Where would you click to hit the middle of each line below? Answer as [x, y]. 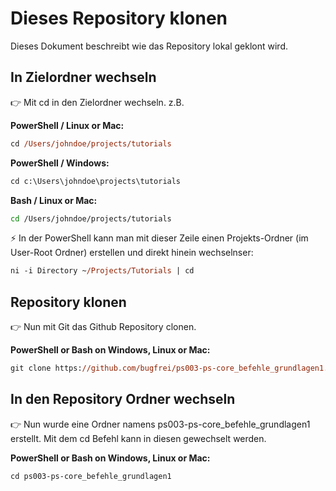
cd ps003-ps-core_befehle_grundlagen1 [91, 476]
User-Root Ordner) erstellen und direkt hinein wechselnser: [132, 253]
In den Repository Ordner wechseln [123, 399]
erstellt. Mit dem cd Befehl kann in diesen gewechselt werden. [138, 438]
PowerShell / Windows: [60, 163]
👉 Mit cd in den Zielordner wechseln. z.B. [97, 102]
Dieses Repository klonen [119, 18]
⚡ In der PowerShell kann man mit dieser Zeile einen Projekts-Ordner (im [159, 238]
